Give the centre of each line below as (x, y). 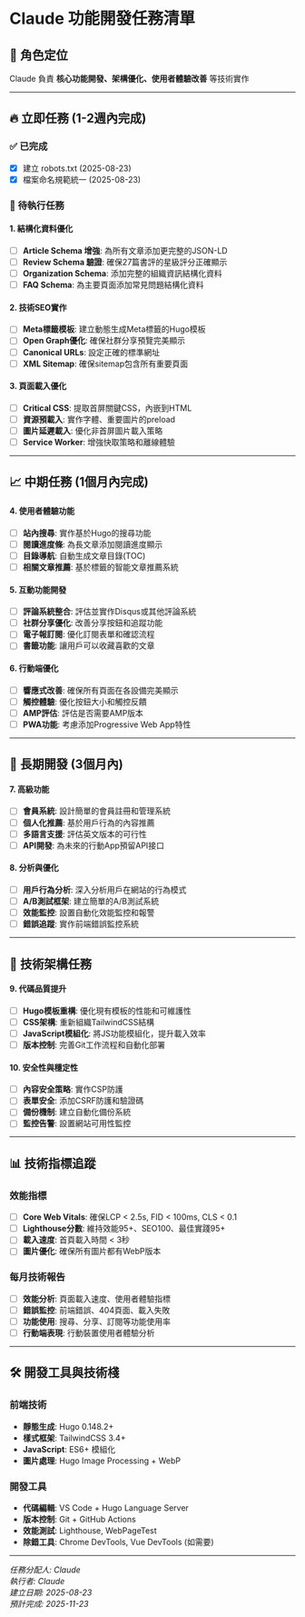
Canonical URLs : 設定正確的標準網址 (91, 352)
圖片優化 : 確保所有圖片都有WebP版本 (92, 1252)
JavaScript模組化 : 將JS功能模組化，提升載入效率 (114, 1033)
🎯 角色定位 (39, 55)
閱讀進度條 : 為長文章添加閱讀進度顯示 (93, 544)
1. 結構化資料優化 (41, 229)
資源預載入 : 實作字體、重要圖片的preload (98, 419)
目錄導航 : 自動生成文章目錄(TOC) (84, 555)
